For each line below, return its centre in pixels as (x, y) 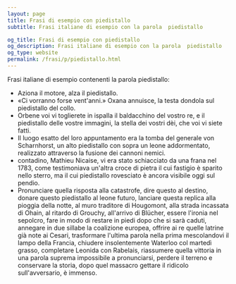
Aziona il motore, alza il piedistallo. (68, 93)
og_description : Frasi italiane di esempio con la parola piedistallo (114, 47)
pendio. (29, 183)
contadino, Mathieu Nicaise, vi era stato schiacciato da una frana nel (117, 160)
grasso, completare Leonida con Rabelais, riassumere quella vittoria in (119, 250)
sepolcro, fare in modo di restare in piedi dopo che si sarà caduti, (112, 220)
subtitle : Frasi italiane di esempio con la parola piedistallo (105, 27)
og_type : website (33, 53)
